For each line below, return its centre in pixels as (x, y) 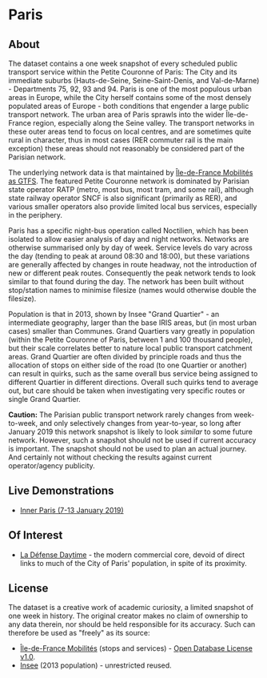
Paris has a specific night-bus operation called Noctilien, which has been (129, 231)
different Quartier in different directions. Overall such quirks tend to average (133, 382)
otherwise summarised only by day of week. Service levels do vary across (131, 247)
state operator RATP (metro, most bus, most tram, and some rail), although (131, 189)
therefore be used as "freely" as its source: (79, 633)
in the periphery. (35, 215)
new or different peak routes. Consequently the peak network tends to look (132, 273)
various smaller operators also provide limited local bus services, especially (133, 207)
